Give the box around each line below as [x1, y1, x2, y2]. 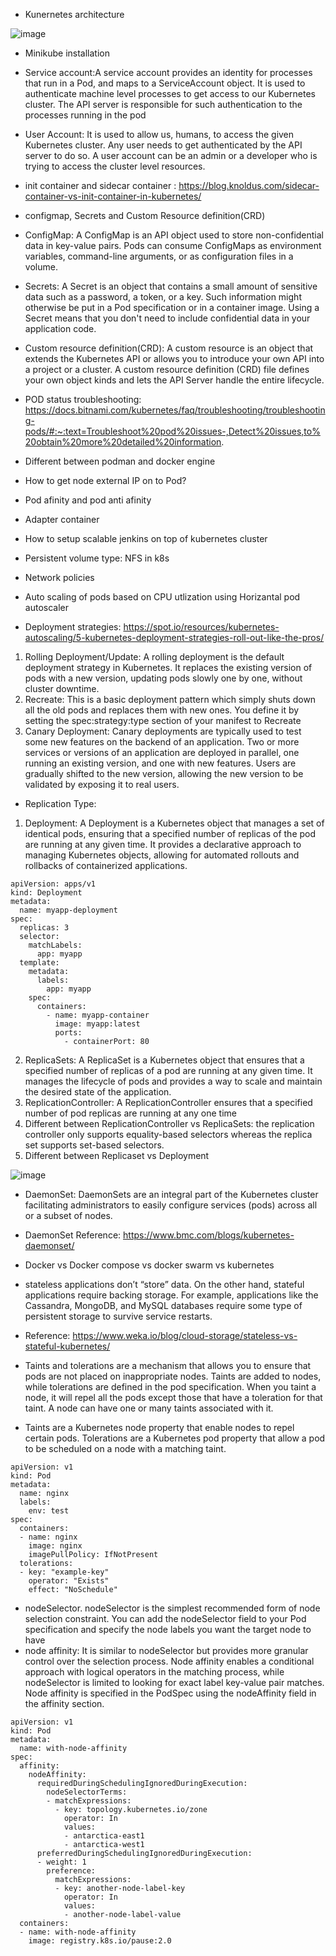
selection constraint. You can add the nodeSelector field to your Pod [24, 1613, 307, 1624]
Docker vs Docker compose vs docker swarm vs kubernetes [24, 1259, 275, 1271]
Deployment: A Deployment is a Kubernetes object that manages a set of [24, 817, 325, 829]
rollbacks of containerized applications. [24, 860, 188, 871]
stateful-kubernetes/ [24, 1340, 111, 1352]
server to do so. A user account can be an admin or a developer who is [24, 150, 318, 161]
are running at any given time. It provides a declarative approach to [24, 839, 302, 850]
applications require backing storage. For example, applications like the [24, 1289, 319, 1301]
